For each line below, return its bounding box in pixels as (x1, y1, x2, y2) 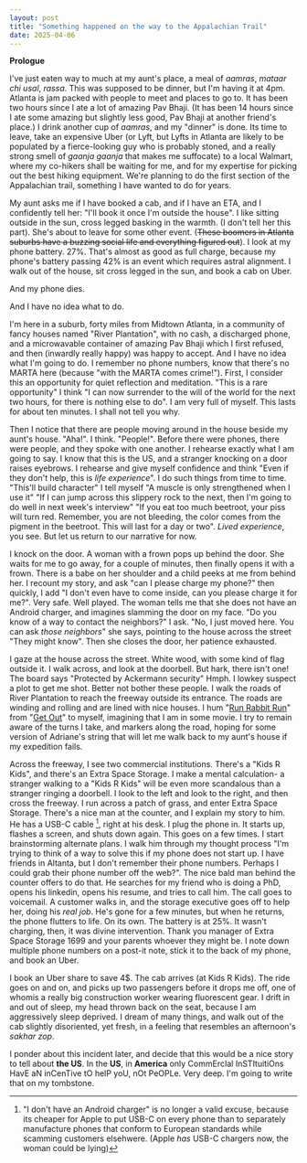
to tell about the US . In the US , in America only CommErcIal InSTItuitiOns (9, 1058, 285, 1070)
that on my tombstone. (9, 1078, 95, 1089)
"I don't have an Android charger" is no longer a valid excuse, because (22, 1104, 290, 1115)
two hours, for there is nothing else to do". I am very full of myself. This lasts (9, 397, 297, 408)
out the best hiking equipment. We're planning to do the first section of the (9, 170, 291, 181)
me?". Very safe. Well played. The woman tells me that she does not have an (9, 597, 297, 608)
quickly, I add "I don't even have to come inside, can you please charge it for (9, 587, 298, 599)
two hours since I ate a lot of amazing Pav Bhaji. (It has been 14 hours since (9, 102, 294, 113)
